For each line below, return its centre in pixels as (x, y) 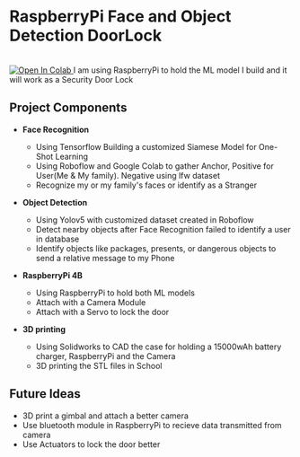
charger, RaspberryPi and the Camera (106, 356)
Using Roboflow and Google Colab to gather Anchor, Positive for (154, 166)
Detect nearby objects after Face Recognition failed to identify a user (163, 229)
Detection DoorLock (86, 35)
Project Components (68, 108)
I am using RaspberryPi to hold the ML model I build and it (180, 70)
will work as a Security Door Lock (71, 79)
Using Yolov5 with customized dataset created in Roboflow (145, 220)
